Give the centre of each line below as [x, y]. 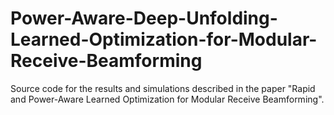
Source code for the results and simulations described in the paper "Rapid [163, 88]
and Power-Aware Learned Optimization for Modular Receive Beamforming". [167, 99]
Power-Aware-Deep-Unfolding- [144, 18]
